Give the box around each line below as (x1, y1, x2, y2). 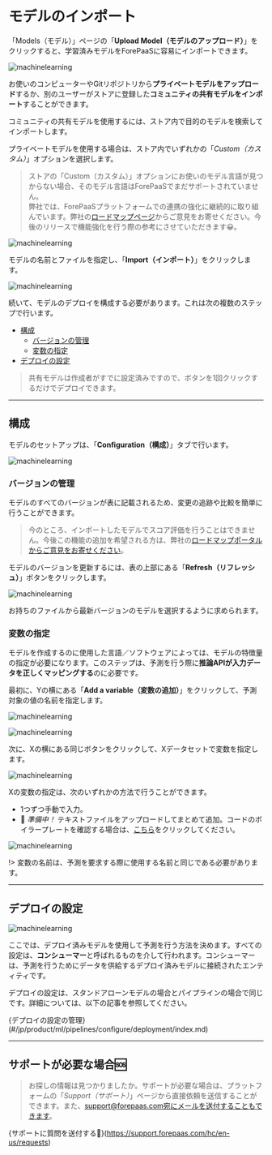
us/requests (8, 1137, 49, 1147)
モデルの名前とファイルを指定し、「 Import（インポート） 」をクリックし (8, 255, 244, 264)
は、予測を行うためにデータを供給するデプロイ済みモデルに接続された (8, 960, 243, 970)
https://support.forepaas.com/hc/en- (106, 1128, 231, 1138)
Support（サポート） (63, 1090, 130, 1100)
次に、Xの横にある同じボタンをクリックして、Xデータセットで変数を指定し (8, 744, 259, 754)
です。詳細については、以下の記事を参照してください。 (8, 998, 192, 1008)
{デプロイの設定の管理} (8, 1015, 86, 1025)
